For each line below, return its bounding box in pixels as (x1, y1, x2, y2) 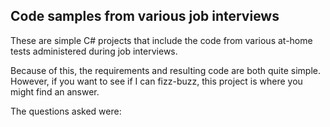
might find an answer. (10, 85, 100, 98)
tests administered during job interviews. (10, 45, 178, 57)
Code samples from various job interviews (10, 8, 280, 25)
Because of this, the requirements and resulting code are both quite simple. (10, 64, 321, 76)
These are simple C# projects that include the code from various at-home (10, 34, 313, 46)
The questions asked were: (10, 105, 122, 117)
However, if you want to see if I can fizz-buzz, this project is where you (10, 75, 303, 87)
